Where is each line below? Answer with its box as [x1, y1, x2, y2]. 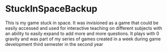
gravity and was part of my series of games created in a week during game [5, 36, 161, 42]
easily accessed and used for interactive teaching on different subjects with [5, 25, 162, 31]
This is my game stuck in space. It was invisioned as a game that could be [5, 20, 159, 26]
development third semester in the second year [5, 41, 104, 47]
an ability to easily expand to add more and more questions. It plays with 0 [5, 30, 159, 36]
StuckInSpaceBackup [5, 3, 98, 15]
